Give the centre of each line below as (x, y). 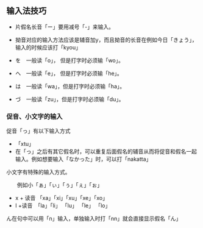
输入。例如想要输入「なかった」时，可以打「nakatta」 (83, 159)
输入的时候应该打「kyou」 (48, 47)
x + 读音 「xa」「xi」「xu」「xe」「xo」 (62, 198)
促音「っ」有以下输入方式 (38, 131)
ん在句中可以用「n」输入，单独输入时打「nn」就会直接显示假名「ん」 (94, 219)
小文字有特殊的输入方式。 (38, 172)
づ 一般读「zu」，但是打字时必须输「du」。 (69, 99)
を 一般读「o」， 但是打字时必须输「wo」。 (69, 60)
